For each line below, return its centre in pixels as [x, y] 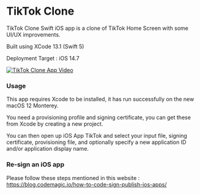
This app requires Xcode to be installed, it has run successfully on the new [100, 99]
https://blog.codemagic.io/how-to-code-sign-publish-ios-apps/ [87, 184]
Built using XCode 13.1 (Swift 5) [45, 46]
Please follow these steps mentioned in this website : [73, 178]
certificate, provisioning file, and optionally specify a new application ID [96, 142]
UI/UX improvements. [33, 34]
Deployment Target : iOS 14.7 [43, 58]
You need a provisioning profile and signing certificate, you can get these [99, 118]
